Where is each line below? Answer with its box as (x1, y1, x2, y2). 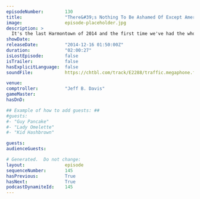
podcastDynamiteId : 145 (6, 184, 73, 190)
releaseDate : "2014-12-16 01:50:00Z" (6, 42, 124, 48)
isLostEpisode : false (6, 53, 79, 59)
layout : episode (6, 162, 84, 168)
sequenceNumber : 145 (6, 168, 73, 173)
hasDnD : (6, 97, 26, 103)
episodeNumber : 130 (6, 8, 73, 15)
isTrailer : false (6, 58, 79, 64)
